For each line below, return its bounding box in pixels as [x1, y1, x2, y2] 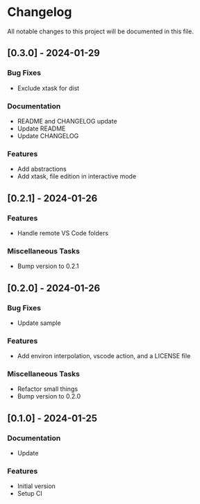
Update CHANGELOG [17, 131, 79, 140]
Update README [17, 124, 66, 133]
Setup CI [17, 489, 43, 498]
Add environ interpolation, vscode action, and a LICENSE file [17, 352, 191, 360]
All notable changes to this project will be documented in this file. [7, 27, 194, 35]
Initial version [17, 482, 56, 490]
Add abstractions [17, 165, 67, 174]
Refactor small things [17, 385, 78, 393]
